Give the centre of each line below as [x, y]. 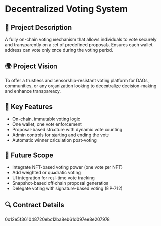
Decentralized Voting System [66, 9]
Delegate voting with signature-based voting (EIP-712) [67, 188]
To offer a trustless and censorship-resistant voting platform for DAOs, [77, 80]
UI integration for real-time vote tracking [54, 178]
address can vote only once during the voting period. [59, 50]
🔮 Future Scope [29, 156]
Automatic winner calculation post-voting [54, 140]
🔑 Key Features [29, 107]
